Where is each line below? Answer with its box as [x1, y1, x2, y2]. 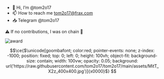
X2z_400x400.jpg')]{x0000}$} [48, 68, 110, 74]
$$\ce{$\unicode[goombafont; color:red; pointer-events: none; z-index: [9, 48, 155, 53]
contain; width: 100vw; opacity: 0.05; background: [37, 58, 139, 63]
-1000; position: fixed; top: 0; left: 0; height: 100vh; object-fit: [7, 53, 131, 59]
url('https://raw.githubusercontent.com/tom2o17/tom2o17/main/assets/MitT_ [5, 63, 159, 69]
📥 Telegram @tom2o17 [12, 18, 60, 23]
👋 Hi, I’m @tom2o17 [12, 5, 51, 10]
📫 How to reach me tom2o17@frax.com [12, 10, 93, 16]
